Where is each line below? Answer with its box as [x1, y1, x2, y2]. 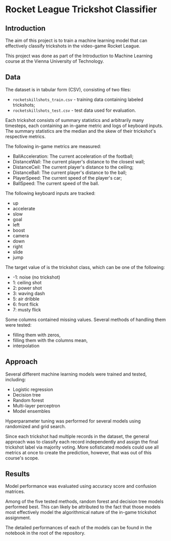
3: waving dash [12, 290, 45, 297]
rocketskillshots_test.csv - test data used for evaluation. [12, 107, 136, 113]
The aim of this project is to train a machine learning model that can [5, 37, 148, 43]
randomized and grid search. [5, 423, 66, 429]
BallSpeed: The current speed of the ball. [12, 180, 100, 186]
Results [5, 470, 30, 478]
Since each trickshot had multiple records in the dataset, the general [5, 433, 150, 439]
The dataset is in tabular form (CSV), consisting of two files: [5, 86, 131, 92]
